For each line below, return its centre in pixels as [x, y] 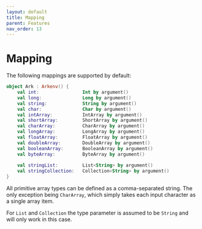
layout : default [27, 12]
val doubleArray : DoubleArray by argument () [84, 143]
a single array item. [30, 201]
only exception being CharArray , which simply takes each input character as [101, 195]
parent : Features [28, 23]
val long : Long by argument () [74, 98]
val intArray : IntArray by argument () [80, 115]
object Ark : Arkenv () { [38, 87]
